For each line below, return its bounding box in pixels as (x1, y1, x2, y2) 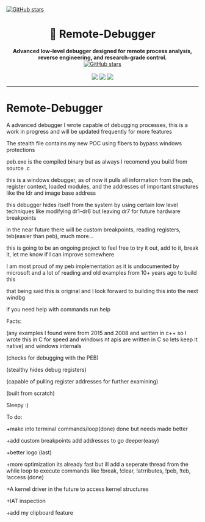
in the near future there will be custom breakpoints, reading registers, (6, 226, 181, 233)
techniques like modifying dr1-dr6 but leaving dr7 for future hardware (6, 208, 181, 215)
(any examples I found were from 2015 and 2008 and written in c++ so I (6, 329, 187, 336)
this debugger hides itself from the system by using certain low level (6, 201, 178, 208)
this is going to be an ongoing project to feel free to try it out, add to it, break (6, 244, 199, 252)
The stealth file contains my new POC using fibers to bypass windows (6, 139, 182, 147)
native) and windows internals (6, 342, 82, 349)
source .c (6, 164, 31, 172)
